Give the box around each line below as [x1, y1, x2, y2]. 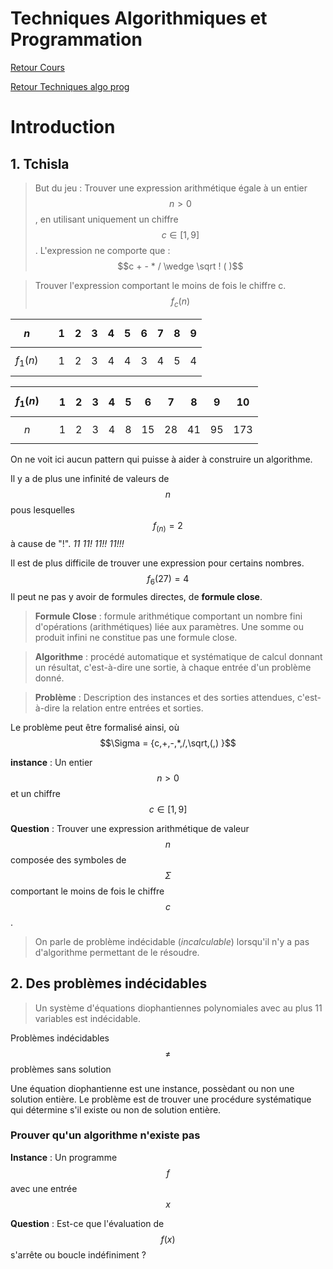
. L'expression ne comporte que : [34, 244, 171, 256]
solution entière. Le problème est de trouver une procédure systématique [10, 1093, 312, 1105]
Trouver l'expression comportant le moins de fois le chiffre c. [34, 279, 287, 291]
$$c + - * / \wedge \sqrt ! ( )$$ [117, 260, 244, 272]
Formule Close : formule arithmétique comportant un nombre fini [34, 610, 303, 622]
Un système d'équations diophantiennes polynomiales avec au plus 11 [34, 1002, 323, 1014]
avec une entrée [10, 1182, 78, 1194]
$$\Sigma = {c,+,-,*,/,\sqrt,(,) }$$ [99, 737, 237, 749]
